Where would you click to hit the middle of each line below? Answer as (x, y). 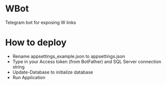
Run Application (29, 77)
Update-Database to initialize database (53, 72)
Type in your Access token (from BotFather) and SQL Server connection (87, 61)
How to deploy (36, 42)
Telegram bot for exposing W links (41, 22)
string (19, 67)
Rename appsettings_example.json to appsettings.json (69, 56)
